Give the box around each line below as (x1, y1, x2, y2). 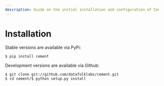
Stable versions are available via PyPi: (5, 44, 82, 50)
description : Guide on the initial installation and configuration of (5, 7, 152, 12)
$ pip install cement (5, 54, 49, 59)
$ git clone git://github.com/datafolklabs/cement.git (5, 72, 119, 77)
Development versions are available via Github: (5, 62, 100, 68)
